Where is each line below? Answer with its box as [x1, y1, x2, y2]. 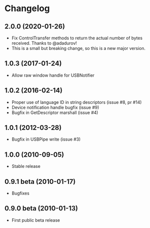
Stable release [11, 163, 41, 169]
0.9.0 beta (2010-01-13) [4, 204, 78, 212]
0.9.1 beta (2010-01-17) [4, 178, 76, 186]
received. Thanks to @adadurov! [11, 40, 77, 46]
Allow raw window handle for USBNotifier [11, 72, 95, 78]
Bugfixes [11, 190, 30, 196]
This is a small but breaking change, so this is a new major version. [11, 46, 146, 51]
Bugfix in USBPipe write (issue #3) [11, 136, 81, 142]
